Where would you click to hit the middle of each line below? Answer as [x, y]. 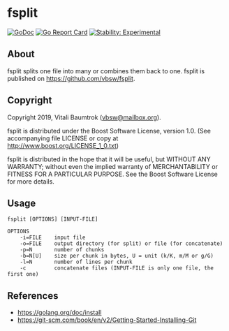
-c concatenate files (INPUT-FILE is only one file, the [117, 268]
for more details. [31, 181]
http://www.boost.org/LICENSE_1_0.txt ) [63, 145]
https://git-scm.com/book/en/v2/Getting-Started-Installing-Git [107, 320]
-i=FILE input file [53, 238]
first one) [23, 274]
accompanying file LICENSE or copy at [63, 138]
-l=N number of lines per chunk [76, 262]
